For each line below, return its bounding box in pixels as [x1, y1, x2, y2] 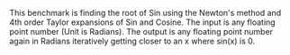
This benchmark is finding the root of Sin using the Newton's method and [9, 8, 282, 18]
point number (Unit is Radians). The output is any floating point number [9, 27, 273, 36]
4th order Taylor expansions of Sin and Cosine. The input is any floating [9, 17, 276, 27]
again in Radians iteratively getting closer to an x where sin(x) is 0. [9, 35, 256, 46]
